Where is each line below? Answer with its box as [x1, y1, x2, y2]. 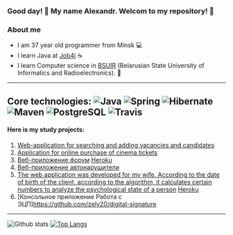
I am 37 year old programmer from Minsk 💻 [17, 41, 143, 49]
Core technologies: [7, 95, 92, 107]
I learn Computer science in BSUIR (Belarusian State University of [17, 62, 205, 70]
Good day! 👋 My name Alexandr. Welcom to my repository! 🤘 [7, 6, 214, 16]
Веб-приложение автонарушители [17, 163, 120, 171]
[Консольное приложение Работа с [17, 192, 123, 200]
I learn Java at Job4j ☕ [17, 51, 83, 60]
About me [7, 24, 42, 34]
